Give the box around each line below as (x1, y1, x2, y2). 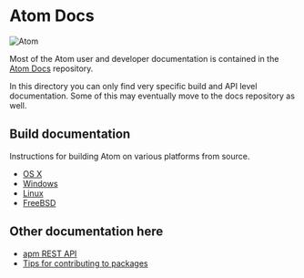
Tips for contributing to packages (22, 257, 148, 269)
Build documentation (9, 127, 131, 142)
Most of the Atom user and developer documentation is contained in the (9, 53, 279, 64)
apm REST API (22, 248, 77, 259)
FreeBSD (22, 197, 56, 208)
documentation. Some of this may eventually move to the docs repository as (9, 90, 296, 101)
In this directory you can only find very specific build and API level (9, 80, 258, 91)
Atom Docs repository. (9, 63, 94, 74)
